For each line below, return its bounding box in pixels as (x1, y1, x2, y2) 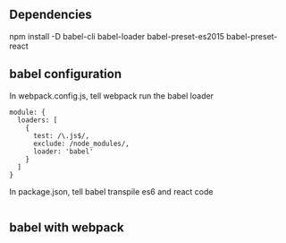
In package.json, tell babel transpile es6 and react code (9, 186, 214, 196)
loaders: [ (17, 116, 58, 125)
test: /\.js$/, (32, 131, 90, 140)
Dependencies (9, 7, 92, 22)
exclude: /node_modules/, (32, 139, 130, 148)
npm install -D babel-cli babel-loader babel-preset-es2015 (9, 30, 225, 41)
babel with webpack (9, 220, 124, 236)
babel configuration (9, 66, 122, 82)
